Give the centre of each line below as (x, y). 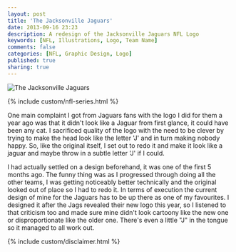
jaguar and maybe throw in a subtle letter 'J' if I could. (86, 153)
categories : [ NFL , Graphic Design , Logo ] (70, 54)
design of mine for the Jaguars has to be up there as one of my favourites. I (118, 197)
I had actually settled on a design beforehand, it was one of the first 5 (109, 167)
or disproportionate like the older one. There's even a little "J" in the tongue (118, 220)
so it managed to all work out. (51, 227)
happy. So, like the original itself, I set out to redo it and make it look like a (115, 145)
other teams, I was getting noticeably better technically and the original (112, 182)
